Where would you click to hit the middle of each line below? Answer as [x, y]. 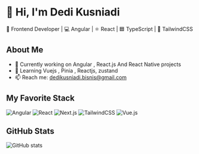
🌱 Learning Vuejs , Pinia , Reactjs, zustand [66, 70]
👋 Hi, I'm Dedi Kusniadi [63, 12]
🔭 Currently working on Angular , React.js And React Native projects [98, 64]
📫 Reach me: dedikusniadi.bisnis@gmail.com [71, 77]
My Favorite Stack [40, 98]
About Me [25, 50]
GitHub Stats [30, 131]
